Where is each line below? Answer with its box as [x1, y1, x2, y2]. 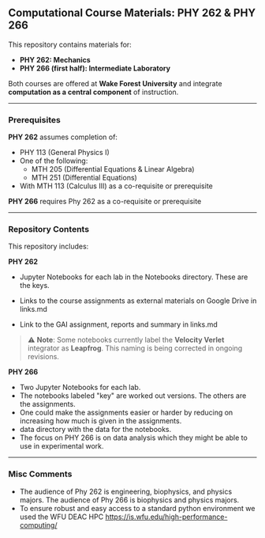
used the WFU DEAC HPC [19, 512, 104, 521]
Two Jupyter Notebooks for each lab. [19, 383, 141, 392]
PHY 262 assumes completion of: [8, 132, 118, 142]
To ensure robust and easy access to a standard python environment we [19, 503, 256, 513]
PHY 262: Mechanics [19, 55, 91, 64]
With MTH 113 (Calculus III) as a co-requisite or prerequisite [19, 181, 213, 191]
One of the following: [19, 156, 88, 165]
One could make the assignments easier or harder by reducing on [19, 407, 233, 418]
